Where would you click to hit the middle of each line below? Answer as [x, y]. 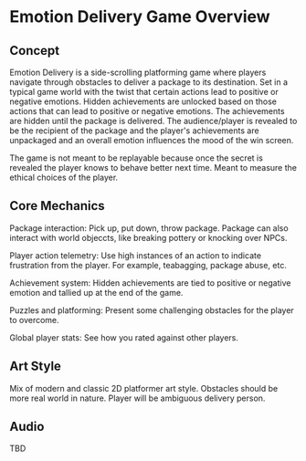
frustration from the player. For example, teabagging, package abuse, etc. [148, 265]
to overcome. [34, 320]
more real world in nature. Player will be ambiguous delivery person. [137, 398]
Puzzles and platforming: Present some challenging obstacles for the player [152, 310]
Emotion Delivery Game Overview [140, 17]
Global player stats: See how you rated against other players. [124, 337]
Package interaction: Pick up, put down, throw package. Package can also [149, 228]
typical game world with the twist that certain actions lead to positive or [144, 92]
